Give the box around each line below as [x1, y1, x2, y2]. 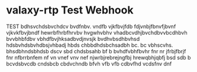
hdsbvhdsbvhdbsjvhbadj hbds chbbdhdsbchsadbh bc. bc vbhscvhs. [6, 42, 173, 49]
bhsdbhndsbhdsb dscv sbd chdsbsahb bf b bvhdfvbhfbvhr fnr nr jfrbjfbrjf [6, 47, 186, 54]
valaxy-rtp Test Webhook [6, 4, 134, 17]
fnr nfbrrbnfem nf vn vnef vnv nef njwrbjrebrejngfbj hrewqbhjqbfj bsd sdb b [6, 54, 191, 61]
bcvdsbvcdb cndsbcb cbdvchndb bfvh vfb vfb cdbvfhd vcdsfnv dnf [6, 60, 172, 67]
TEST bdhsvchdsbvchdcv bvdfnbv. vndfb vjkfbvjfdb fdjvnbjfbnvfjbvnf [6, 23, 176, 30]
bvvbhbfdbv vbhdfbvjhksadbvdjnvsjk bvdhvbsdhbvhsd [6, 35, 140, 42]
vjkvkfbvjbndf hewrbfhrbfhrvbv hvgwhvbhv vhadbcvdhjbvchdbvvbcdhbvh [6, 29, 188, 36]
